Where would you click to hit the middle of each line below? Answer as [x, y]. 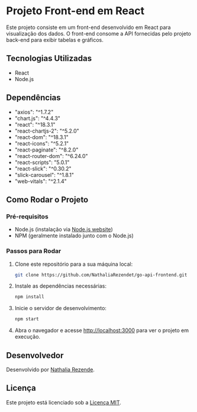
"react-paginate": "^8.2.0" [46, 150]
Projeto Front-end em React [75, 11]
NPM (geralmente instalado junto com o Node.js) [74, 236]
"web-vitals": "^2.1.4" [41, 181]
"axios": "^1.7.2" [34, 112]
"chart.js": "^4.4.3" [38, 118]
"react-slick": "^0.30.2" [43, 168]
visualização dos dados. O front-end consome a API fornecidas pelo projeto [98, 33]
